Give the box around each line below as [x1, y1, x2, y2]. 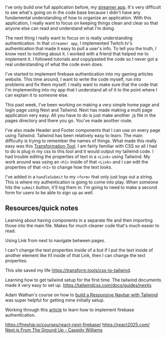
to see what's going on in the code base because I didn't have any [5, 9, 141, 15]
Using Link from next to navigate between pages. [5, 237, 106, 243]
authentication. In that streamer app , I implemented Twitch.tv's [5, 40, 133, 46]
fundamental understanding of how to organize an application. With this [5, 15, 152, 20]
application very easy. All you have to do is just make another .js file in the [5, 112, 156, 118]
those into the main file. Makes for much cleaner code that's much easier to [5, 222, 160, 228]
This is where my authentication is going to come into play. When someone [5, 179, 159, 185]
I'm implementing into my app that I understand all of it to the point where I [5, 87, 158, 92]
